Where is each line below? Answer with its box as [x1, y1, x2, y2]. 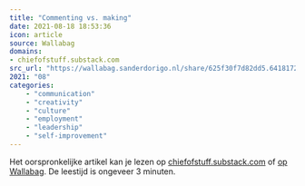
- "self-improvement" [25, 132, 107, 141]
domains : [9, 47, 43, 56]
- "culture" [25, 106, 71, 115]
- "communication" [25, 89, 95, 98]
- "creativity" [25, 97, 84, 107]
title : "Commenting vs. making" [9, 13, 132, 23]
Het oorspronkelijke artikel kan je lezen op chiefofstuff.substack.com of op [9, 156, 288, 167]
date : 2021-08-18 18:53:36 [9, 22, 112, 31]
